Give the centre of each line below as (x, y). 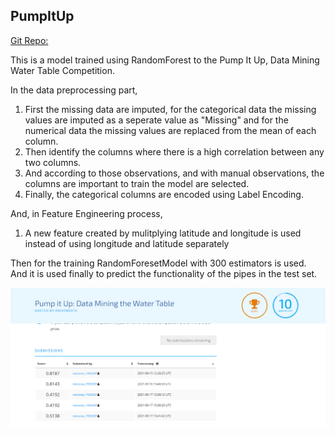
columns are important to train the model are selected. (137, 183)
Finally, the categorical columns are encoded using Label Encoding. (164, 194)
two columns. (53, 162)
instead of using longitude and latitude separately (127, 243)
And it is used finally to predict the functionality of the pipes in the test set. (164, 273)
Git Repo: (29, 40)
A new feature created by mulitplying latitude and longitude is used (163, 233)
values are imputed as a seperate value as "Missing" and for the (156, 120)
